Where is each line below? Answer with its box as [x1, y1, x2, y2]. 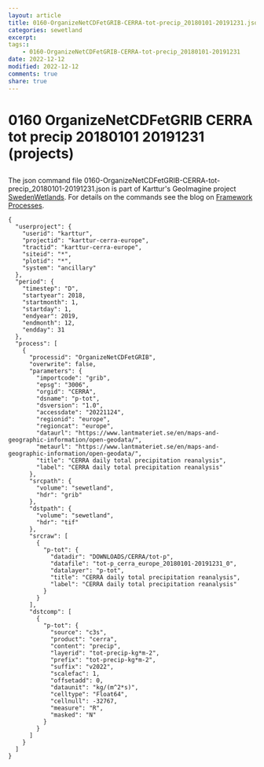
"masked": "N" [49, 711, 97, 719]
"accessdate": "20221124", [36, 409, 125, 417]
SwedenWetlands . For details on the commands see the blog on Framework [8, 193, 253, 202]
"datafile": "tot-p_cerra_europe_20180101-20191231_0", [49, 560, 237, 568]
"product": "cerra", [49, 636, 118, 644]
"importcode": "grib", [36, 374, 111, 382]
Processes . [8, 201, 45, 211]
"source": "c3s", [49, 629, 108, 637]
